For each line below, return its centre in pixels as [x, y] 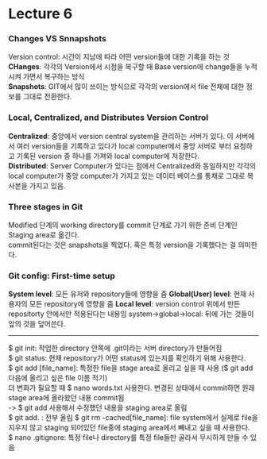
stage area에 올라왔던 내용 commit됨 [66, 398]
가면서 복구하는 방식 [54, 77]
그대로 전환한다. [47, 97]
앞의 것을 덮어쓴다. [37, 324]
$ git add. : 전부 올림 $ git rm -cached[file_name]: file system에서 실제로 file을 [133, 418]
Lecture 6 [41, 14]
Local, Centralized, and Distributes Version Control [108, 118]
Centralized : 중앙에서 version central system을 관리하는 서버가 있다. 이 [121, 136]
